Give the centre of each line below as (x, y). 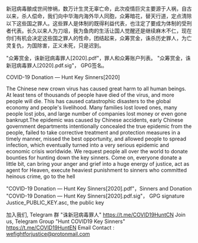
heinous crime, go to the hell (41, 176)
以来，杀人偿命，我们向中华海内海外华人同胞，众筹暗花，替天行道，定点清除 (99, 16)
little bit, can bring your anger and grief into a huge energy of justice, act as (98, 164)
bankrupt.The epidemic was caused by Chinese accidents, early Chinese (95, 120)
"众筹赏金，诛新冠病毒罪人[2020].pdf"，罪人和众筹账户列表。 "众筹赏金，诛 (98, 58)
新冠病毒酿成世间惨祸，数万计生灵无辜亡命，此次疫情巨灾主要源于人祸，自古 (99, 9)
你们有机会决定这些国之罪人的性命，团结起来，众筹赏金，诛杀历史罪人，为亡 (99, 38)
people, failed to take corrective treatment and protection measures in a (93, 132)
